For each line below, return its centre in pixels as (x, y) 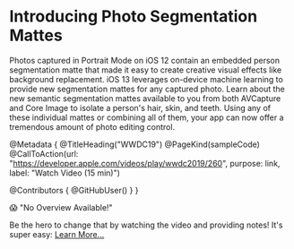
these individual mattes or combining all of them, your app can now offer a (147, 117)
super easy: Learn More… (57, 234)
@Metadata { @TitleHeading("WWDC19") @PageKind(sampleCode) (134, 144)
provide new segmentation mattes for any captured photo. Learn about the (147, 89)
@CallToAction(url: (44, 153)
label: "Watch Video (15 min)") (65, 173)
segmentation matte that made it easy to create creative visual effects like (146, 70)
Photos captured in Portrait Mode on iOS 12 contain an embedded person (145, 60)
